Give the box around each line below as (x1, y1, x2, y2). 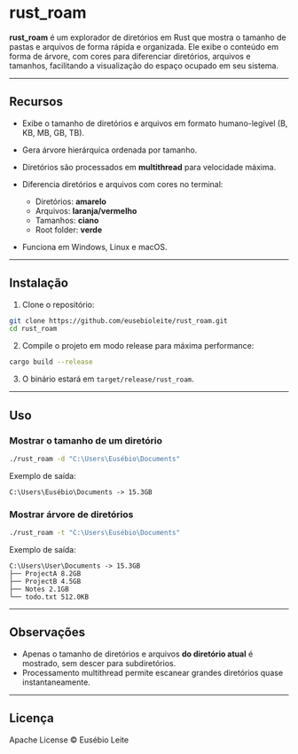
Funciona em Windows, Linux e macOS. (21, 241, 168, 252)
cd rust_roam (9, 325, 58, 334)
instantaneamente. (21, 677, 90, 687)
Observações (9, 624, 86, 640)
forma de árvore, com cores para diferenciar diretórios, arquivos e (9, 51, 251, 61)
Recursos (9, 94, 64, 109)
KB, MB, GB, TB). (21, 127, 85, 137)
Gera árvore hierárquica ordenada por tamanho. (21, 145, 198, 155)
